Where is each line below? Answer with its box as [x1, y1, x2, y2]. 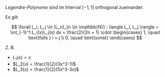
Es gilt [5, 14, 18, 20]
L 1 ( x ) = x [12, 54, 31, 61]
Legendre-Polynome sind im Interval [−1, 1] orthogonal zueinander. [5, 5, 144, 10]
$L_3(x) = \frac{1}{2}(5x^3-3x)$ [12, 66, 79, 72]
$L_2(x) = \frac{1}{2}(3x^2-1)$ [12, 61, 76, 67]
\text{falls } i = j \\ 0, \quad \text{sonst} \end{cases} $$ [27, 35, 143, 41]
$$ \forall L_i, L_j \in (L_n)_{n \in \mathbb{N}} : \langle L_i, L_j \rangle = [11, 24, 159, 30]
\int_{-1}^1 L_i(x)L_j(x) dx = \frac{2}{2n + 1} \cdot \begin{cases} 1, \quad [10, 29, 160, 35]
